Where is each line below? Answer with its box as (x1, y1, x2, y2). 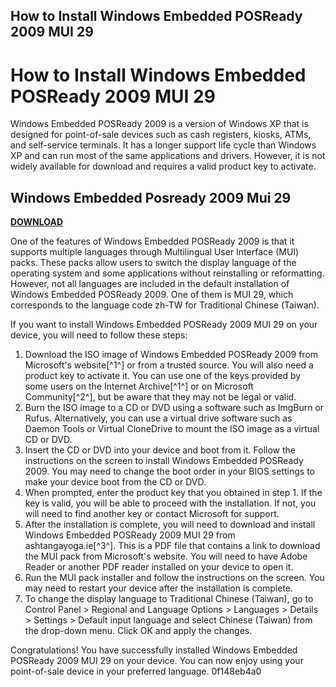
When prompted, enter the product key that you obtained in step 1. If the (24, 487, 323, 499)
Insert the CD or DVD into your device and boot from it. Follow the (24, 444, 296, 456)
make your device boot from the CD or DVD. (24, 476, 207, 488)
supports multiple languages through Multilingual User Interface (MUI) (10, 246, 300, 258)
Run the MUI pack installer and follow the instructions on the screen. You (24, 572, 325, 584)
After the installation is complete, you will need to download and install (24, 519, 316, 531)
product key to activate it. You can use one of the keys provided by (24, 370, 302, 382)
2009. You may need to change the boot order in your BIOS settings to (24, 465, 315, 478)
